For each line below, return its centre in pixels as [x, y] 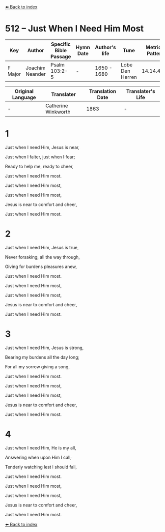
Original [24, 91]
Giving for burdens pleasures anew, [41, 266]
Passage [61, 57]
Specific [61, 44]
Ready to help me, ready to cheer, [39, 166]
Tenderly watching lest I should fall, [41, 467]
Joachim [35, 68]
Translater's [141, 91]
